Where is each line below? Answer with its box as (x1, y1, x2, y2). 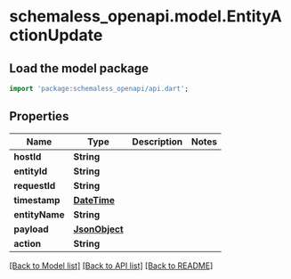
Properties (9, 109, 69, 124)
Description (132, 135, 183, 148)
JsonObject (73, 223, 124, 235)
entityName (13, 208, 65, 220)
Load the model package (9, 61, 150, 76)
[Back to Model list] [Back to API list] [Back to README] (9, 260, 214, 271)
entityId (13, 165, 48, 177)
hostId (13, 150, 42, 162)
